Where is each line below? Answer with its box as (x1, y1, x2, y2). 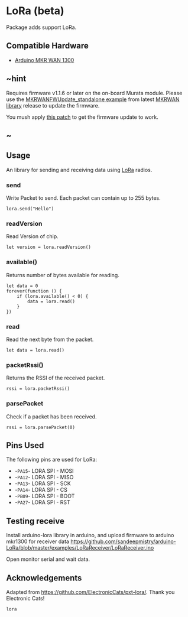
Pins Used (6, 440, 44, 450)
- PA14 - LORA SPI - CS (14, 486, 68, 493)
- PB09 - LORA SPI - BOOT (14, 492, 75, 500)
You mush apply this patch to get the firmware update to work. (6, 113, 158, 121)
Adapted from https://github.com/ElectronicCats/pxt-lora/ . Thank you (6, 588, 175, 595)
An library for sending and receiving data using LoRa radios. (6, 166, 153, 173)
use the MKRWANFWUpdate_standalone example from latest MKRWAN (6, 96, 180, 103)
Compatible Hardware (6, 41, 89, 51)
